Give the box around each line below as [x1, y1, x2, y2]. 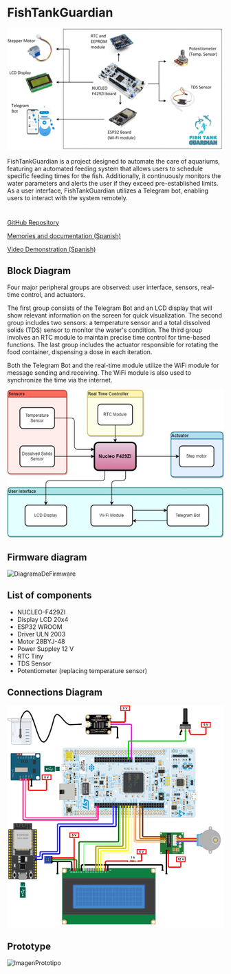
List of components [7, 590, 92, 601]
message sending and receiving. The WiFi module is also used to [7, 369, 191, 377]
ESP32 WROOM [16, 623, 63, 631]
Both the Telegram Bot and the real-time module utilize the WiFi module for [7, 361, 219, 370]
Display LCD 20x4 [16, 615, 69, 623]
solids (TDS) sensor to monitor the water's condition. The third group [7, 326, 203, 334]
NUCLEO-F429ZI [16, 607, 66, 616]
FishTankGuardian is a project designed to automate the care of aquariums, [7, 157, 220, 166]
